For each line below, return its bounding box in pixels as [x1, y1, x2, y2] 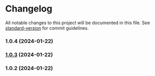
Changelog [5, 3, 53, 15]
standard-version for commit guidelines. [5, 25, 89, 31]
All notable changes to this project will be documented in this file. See [5, 20, 150, 26]
